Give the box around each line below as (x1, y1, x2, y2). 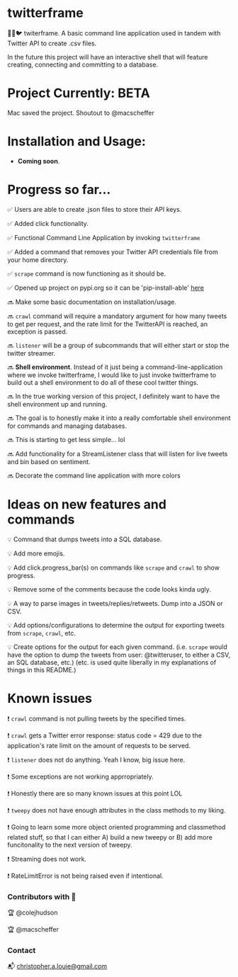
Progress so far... (7, 182, 111, 198)
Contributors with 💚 (7, 891, 76, 901)
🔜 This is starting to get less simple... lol (7, 435, 125, 444)
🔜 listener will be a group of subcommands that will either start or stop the (7, 341, 229, 349)
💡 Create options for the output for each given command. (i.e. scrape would (7, 643, 228, 651)
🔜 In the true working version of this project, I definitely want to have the (7, 392, 220, 400)
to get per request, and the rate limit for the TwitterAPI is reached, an (7, 320, 208, 328)
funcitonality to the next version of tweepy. (7, 840, 132, 849)
